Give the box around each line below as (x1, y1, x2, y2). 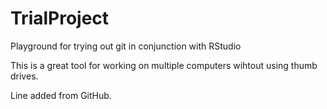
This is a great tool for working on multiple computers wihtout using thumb (10, 59, 318, 71)
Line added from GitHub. (10, 89, 112, 101)
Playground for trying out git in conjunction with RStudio (10, 40, 242, 52)
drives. (10, 70, 39, 82)
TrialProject (10, 7, 110, 30)
